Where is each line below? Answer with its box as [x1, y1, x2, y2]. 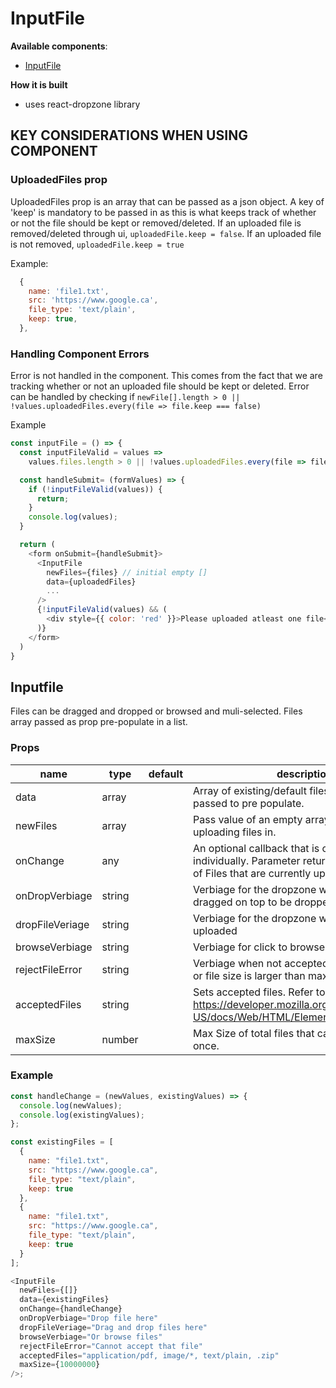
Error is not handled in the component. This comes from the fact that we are [10, 370, 323, 382]
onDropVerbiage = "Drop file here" [19, 1313, 159, 1324]
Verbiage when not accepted [193, 956, 329, 970]
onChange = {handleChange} [19, 1304, 123, 1314]
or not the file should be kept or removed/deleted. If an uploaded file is [10, 217, 302, 229]
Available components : [10, 40, 108, 52]
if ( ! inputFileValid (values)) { [28, 484, 163, 494]
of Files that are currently [193, 866, 312, 880]
